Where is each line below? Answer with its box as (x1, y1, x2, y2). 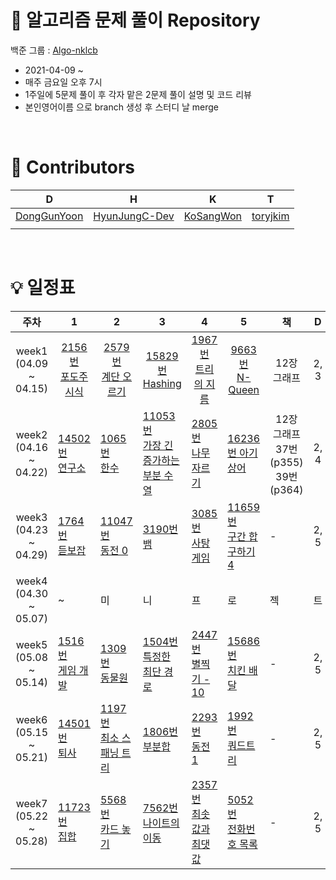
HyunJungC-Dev (93, 209, 175, 223)
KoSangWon (183, 209, 242, 223)
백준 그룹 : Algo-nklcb (10, 44, 98, 56)
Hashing (142, 376, 182, 390)
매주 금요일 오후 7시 (24, 76, 103, 88)
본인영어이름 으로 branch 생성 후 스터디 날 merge (24, 101, 220, 113)
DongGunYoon (15, 209, 84, 223)
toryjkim (251, 209, 290, 223)
